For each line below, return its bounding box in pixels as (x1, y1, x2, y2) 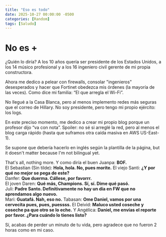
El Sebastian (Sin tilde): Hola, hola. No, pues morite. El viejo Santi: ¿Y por (5, 165, 156, 171)
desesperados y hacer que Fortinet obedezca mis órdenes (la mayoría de (5, 84, 155, 90)
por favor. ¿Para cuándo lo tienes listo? (5, 212, 87, 218)
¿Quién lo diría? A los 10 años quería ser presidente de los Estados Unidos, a (5, 59, 162, 65)
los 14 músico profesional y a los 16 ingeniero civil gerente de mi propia (5, 64, 151, 70)
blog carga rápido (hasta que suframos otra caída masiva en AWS (5, 130, 140, 136)
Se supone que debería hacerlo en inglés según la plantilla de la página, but (5, 145, 160, 151)
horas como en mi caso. (5, 227, 55, 233)
